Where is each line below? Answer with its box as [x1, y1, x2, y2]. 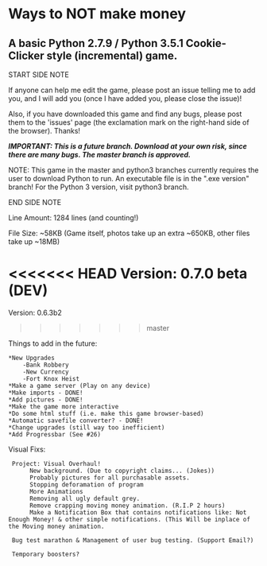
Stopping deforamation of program [29, 480, 145, 489]
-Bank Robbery [22, 361, 69, 369]
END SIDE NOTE [8, 198, 62, 207]
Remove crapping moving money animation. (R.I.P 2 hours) [29, 502, 226, 510]
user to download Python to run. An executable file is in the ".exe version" [8, 174, 250, 183]
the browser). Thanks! [8, 126, 81, 135]
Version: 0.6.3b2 [8, 308, 62, 317]
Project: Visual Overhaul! [11, 459, 102, 467]
